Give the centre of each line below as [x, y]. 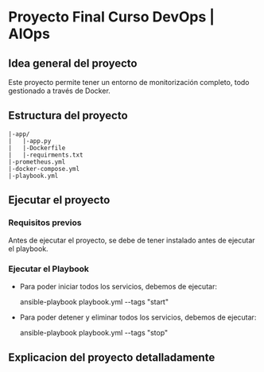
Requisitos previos [45, 223]
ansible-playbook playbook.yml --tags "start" [94, 301]
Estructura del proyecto [68, 116]
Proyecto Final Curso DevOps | [111, 17]
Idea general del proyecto [73, 63]
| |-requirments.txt [46, 155]
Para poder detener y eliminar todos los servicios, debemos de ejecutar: [138, 317]
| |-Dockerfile [37, 148]
